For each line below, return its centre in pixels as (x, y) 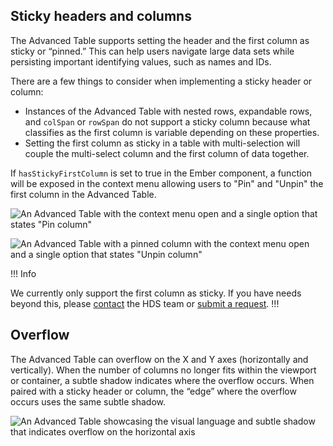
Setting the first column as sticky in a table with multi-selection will (162, 143)
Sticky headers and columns (101, 16)
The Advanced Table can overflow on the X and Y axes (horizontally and (159, 359)
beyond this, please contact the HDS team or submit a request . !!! (145, 303)
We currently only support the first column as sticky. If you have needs (156, 293)
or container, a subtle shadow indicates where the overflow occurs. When (162, 380)
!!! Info (23, 273)
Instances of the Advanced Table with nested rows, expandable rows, (168, 111)
